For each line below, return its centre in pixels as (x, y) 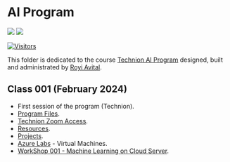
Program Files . (38, 114)
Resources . (34, 128)
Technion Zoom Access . (52, 121)
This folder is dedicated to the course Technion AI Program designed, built (115, 60)
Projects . (30, 136)
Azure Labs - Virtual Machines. (62, 143)
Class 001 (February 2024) (68, 89)
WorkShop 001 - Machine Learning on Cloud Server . (93, 151)
